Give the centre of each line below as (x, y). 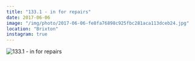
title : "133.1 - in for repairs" (49, 12)
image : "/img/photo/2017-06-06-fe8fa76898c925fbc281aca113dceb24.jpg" (98, 23)
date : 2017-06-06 (28, 18)
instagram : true (27, 34)
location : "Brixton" (33, 29)
